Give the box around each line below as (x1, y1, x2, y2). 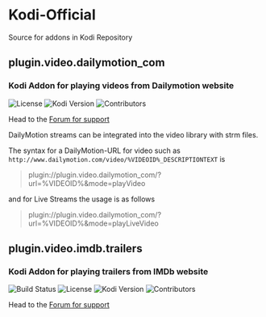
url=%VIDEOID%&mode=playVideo (27, 178, 146, 188)
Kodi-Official (8, 6, 96, 24)
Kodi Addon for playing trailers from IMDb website (8, 265, 209, 277)
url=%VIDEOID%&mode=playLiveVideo (27, 218, 159, 228)
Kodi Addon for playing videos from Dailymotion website (8, 80, 235, 91)
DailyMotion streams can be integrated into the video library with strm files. (8, 129, 259, 139)
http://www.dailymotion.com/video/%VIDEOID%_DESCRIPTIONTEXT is (8, 154, 226, 163)
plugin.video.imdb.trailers (8, 242, 143, 256)
